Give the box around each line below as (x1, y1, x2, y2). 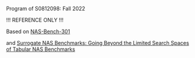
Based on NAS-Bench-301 (6, 28, 70, 35)
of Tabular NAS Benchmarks (6, 46, 76, 53)
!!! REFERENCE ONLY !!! (6, 17, 64, 23)
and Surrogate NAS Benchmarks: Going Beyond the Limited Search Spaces (6, 40, 189, 46)
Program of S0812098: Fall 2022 (6, 5, 86, 12)
